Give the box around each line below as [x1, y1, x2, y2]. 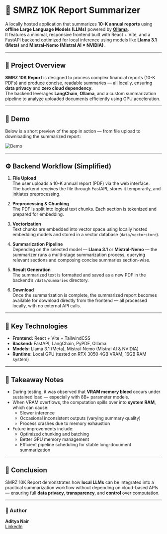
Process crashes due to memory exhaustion [19, 420, 110, 426]
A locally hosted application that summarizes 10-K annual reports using [5, 21, 153, 27]
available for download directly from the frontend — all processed [12, 297, 148, 303]
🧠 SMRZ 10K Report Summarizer [5, 4, 141, 16]
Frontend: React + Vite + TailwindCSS [12, 335, 90, 341]
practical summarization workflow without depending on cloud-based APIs [5, 484, 159, 490]
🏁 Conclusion [5, 466, 47, 475]
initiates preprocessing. [12, 191, 61, 197]
